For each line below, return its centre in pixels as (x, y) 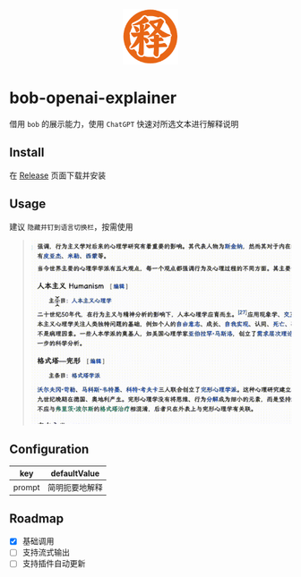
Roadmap (37, 518)
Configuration (49, 449)
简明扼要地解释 (75, 488)
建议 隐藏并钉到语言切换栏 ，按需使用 (71, 226)
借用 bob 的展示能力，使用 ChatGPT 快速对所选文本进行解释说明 (124, 123)
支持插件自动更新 (54, 564)
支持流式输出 (46, 552)
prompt (26, 487)
